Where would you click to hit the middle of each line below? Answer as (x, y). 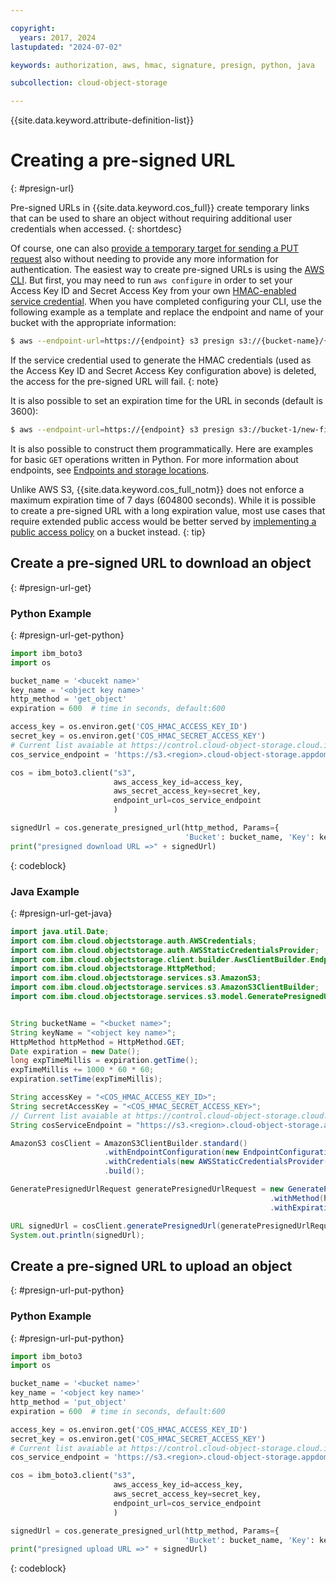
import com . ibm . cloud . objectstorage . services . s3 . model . (129, 997)
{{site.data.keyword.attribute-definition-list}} (102, 120)
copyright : (33, 28)
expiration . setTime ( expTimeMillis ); (86, 1079)
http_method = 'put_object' (69, 1402)
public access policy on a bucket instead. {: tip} (108, 532)
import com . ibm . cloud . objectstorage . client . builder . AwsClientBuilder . (160, 959)
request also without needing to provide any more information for (144, 259)
